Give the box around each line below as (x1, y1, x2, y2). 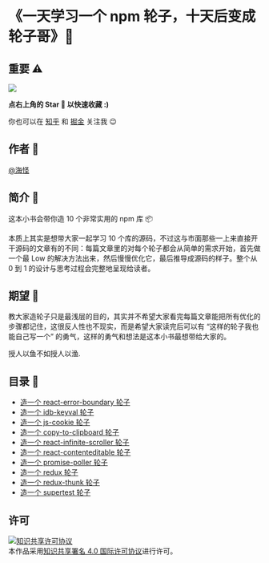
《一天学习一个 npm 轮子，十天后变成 (8, 7, 256, 26)
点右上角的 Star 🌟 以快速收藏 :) (8, 99, 110, 109)
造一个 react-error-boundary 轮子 (19, 398, 130, 407)
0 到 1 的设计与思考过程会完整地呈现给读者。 (8, 263, 155, 273)
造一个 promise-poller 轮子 (19, 458, 108, 468)
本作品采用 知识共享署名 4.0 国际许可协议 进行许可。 (8, 546, 178, 556)
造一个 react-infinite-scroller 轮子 (19, 438, 130, 448)
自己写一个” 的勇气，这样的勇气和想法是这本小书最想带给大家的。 (14, 332, 231, 342)
